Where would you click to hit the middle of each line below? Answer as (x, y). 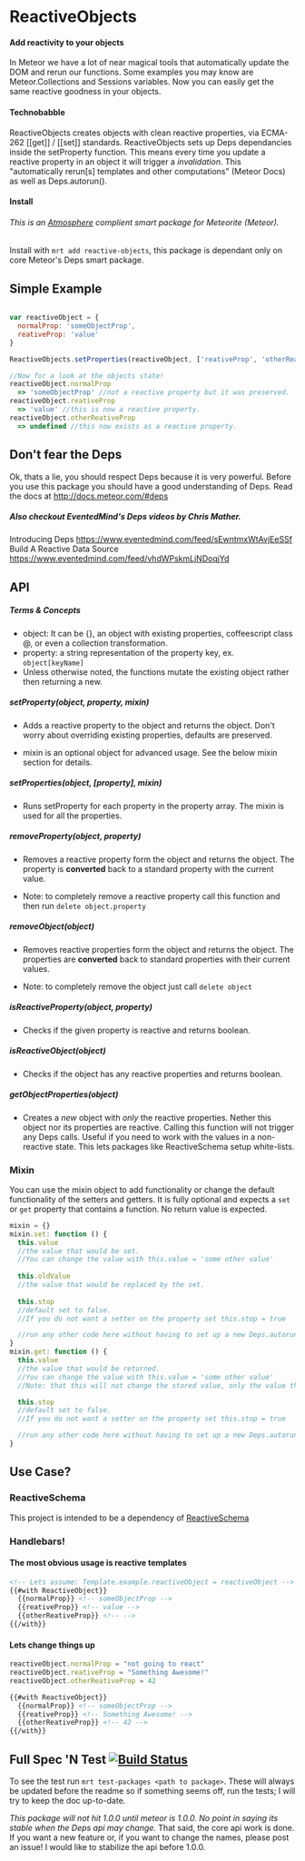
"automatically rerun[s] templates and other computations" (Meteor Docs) (148, 171)
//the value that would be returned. (89, 1369)
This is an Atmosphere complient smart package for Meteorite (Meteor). (144, 222)
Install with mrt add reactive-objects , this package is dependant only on (146, 251)
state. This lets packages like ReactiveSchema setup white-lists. (175, 1146)
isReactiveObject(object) (58, 1051)
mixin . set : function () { (58, 1234)
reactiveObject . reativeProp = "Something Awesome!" (109, 1673)
